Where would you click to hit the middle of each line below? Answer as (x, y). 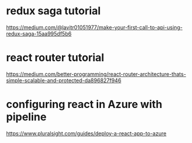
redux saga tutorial (53, 11)
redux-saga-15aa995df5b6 (39, 33)
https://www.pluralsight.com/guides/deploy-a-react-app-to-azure (86, 133)
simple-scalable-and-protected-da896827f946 (64, 80)
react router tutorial (55, 58)
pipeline (26, 117)
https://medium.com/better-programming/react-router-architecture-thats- (96, 74)
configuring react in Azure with (84, 104)
